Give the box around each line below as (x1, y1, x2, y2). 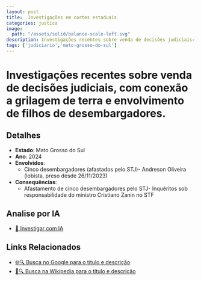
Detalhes (6, 131, 41, 141)
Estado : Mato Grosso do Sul (14, 146, 85, 153)
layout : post (6, 8, 39, 15)
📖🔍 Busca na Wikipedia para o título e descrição (14, 267, 136, 274)
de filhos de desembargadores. (6, 107, 166, 120)
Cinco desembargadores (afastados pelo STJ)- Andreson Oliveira (23, 165, 187, 173)
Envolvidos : (14, 159, 45, 166)
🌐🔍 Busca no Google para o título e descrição (14, 258, 131, 265)
